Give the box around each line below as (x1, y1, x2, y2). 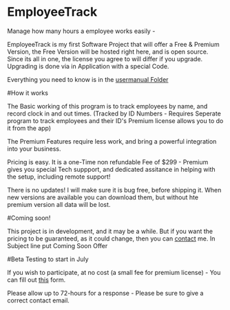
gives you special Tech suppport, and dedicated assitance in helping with (7, 165, 216, 173)
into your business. (7, 144, 61, 153)
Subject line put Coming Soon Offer (7, 241, 108, 250)
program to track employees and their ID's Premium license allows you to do (7, 116, 224, 124)
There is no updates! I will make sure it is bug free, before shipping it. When (7, 186, 222, 194)
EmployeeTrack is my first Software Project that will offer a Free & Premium (7, 40, 220, 48)
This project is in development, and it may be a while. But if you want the (7, 227, 213, 235)
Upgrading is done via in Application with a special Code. (7, 62, 169, 70)
